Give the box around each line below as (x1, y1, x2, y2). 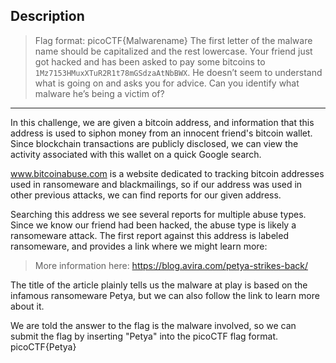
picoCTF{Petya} (10, 340, 77, 353)
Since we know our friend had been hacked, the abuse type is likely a (10, 219, 297, 231)
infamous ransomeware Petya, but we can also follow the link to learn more (10, 289, 320, 301)
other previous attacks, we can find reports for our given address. (10, 189, 282, 201)
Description (10, 8, 85, 25)
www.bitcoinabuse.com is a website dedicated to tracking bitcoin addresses (10, 167, 325, 179)
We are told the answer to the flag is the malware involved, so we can (10, 319, 297, 331)
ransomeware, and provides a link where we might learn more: (10, 240, 268, 252)
